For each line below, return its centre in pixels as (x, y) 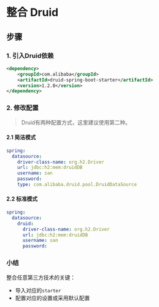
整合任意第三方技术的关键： (41, 277)
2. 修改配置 (22, 108)
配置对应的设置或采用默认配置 (52, 298)
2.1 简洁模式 (21, 137)
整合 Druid (32, 12)
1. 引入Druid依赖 (30, 55)
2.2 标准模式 (22, 199)
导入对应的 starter (38, 290)
